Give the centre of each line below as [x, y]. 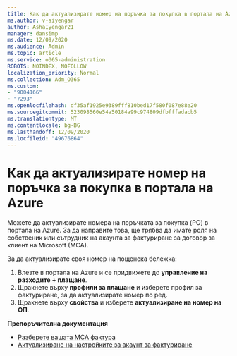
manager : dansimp [33, 33]
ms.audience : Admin [36, 47]
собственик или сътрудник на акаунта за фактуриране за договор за [111, 238]
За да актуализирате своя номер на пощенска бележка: [92, 259]
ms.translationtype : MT [42, 118]
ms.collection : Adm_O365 [44, 79]
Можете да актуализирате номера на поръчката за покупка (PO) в [108, 223]
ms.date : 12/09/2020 [38, 40]
